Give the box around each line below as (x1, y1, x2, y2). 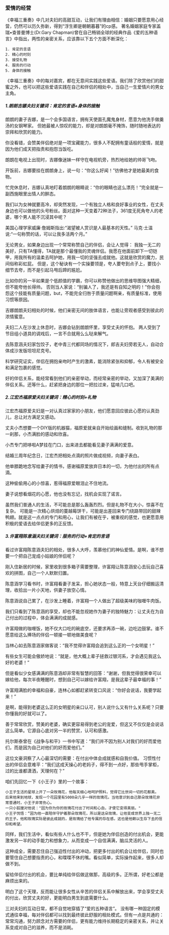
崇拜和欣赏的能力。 (5, 129, 45, 135)
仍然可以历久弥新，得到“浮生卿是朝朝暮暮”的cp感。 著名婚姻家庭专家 (14, 23, 157, 29)
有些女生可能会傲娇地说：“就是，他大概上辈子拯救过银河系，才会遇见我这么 (5, 653, 162, 659)
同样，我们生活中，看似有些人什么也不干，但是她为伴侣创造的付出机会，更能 (5, 831, 164, 837)
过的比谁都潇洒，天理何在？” (5, 768, 65, 774)
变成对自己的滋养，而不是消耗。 (9, 924, 76, 930)
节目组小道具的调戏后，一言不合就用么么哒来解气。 (5, 331, 111, 337)
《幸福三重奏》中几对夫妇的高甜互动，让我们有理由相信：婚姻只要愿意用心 (5, 17, 159, 23)
